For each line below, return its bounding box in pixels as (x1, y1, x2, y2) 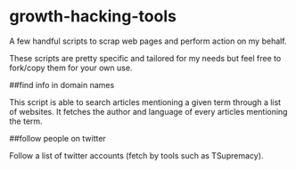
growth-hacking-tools (9, 6, 177, 27)
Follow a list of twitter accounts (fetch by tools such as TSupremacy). (9, 150, 264, 161)
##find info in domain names (9, 79, 115, 90)
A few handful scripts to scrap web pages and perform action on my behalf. (9, 36, 287, 46)
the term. (9, 116, 43, 126)
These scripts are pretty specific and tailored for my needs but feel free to (9, 53, 282, 63)
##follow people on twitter (9, 133, 107, 143)
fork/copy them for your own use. (9, 62, 133, 73)
